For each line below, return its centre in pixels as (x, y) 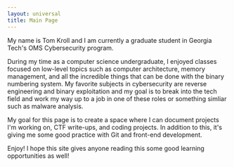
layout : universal (34, 14)
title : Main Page (33, 20)
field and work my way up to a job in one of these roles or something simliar (117, 98)
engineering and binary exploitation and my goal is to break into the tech (112, 91)
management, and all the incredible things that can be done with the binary (116, 76)
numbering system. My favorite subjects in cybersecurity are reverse (107, 83)
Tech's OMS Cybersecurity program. (60, 48)
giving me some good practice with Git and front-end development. (105, 135)
